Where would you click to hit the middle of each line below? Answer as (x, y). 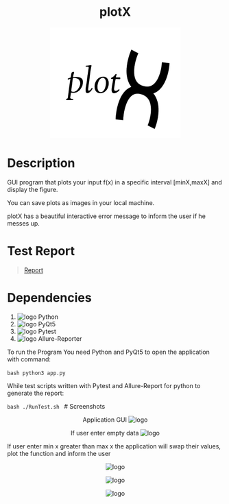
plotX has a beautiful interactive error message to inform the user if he (106, 216)
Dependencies (49, 298)
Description (41, 164)
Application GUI (105, 420)
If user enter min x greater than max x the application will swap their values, (114, 446)
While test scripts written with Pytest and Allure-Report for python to (104, 385)
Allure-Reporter (60, 338)
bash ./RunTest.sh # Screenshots (56, 406)
